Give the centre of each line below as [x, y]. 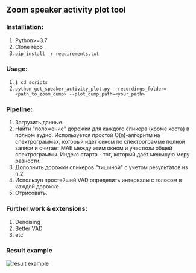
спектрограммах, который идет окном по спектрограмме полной [100, 142]
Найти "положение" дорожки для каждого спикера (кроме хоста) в [102, 129]
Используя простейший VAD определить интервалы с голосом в [98, 180]
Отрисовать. [31, 193]
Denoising [27, 222]
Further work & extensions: [47, 209]
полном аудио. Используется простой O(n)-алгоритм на [87, 135]
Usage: [17, 69]
